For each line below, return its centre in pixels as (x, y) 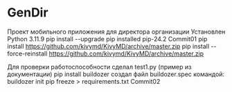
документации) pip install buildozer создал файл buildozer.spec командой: (116, 74)
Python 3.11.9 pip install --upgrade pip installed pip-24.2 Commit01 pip (107, 38)
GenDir (28, 13)
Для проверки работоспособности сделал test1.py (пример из (99, 67)
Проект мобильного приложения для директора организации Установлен (116, 32)
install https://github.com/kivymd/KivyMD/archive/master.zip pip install (108, 46)
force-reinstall (27, 54)
